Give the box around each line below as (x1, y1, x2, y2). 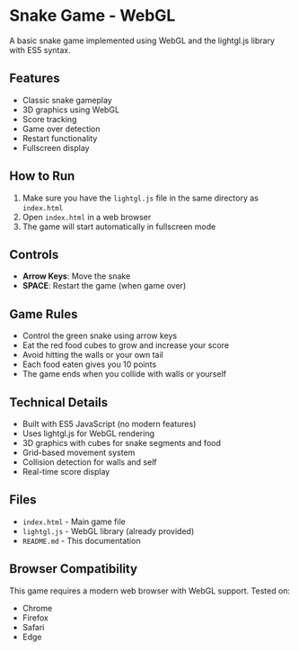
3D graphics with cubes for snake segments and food (22, 438, 222, 448)
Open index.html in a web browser (22, 211, 152, 222)
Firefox (22, 612, 49, 623)
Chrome (22, 602, 53, 613)
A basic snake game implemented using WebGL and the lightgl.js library (9, 35, 276, 46)
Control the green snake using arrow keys (22, 330, 178, 342)
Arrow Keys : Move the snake (22, 271, 131, 281)
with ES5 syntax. (9, 44, 71, 55)
